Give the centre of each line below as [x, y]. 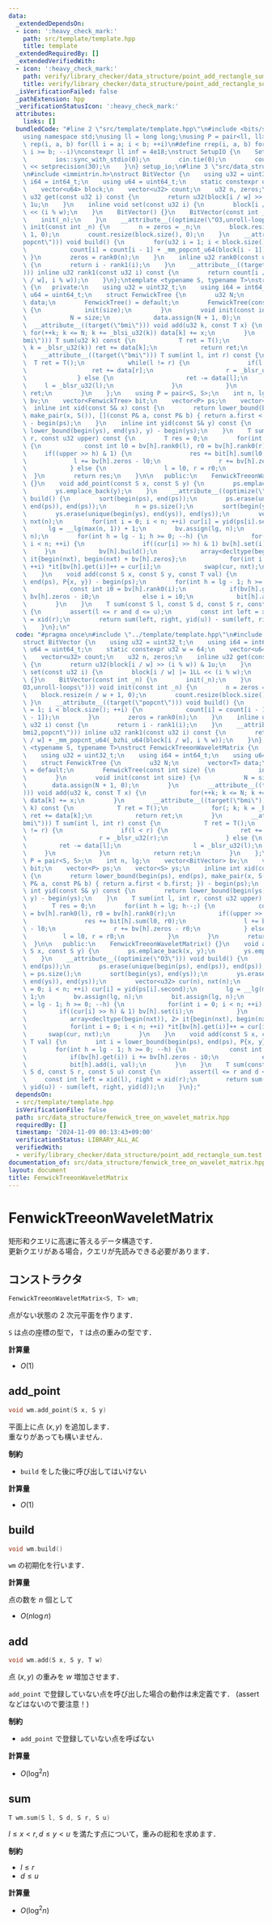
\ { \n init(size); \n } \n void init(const [139, 310]
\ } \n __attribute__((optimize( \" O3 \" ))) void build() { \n [136, 959]
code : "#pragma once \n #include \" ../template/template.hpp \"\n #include [139, 635]
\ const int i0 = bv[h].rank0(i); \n [104, 589]
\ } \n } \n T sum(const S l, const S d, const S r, [134, 604]
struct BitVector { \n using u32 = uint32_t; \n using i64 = [136, 642]
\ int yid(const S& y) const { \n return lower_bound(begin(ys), [146, 891]
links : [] [40, 122]
